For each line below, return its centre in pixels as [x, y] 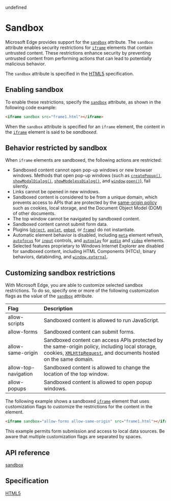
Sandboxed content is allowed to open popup [98, 382]
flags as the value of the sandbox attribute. [49, 296]
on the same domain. [69, 359]
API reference [27, 453]
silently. [21, 186]
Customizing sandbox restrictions [60, 273]
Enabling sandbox [34, 90]
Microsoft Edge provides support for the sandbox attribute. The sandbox [79, 42]
